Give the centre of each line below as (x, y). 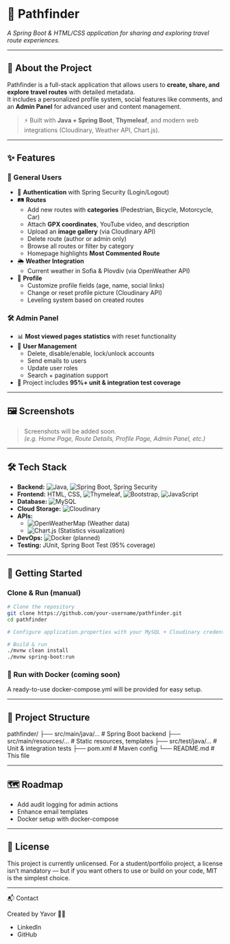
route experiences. (34, 40)
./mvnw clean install (38, 651)
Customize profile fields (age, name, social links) (96, 285)
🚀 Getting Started (45, 573)
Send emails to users (57, 360)
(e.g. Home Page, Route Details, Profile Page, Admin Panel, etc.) (115, 438)
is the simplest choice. (39, 878)
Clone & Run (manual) (44, 593)
